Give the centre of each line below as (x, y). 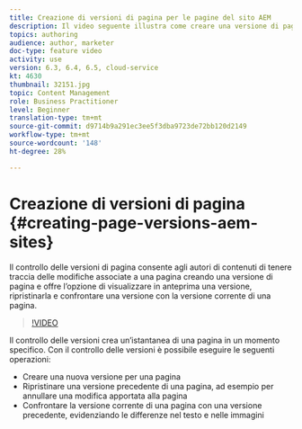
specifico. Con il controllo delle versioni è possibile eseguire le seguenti (142, 349)
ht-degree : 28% (38, 151)
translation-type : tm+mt (56, 118)
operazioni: (30, 359)
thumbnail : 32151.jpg (50, 85)
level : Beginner (40, 110)
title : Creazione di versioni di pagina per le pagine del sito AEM (140, 18)
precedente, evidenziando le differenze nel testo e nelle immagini (143, 415)
